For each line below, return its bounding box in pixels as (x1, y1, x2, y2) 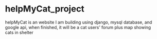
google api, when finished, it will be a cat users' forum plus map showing (5, 24, 151, 30)
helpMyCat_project (5, 3, 85, 14)
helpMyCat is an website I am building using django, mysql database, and (5, 19, 152, 25)
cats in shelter (5, 29, 34, 35)
